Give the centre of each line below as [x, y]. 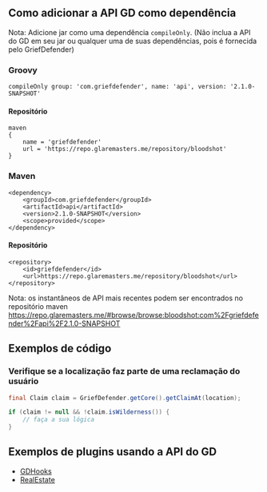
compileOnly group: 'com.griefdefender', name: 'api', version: [118, 87]
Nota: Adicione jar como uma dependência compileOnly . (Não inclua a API [130, 32]
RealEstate [38, 479]
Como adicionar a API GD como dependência [122, 13]
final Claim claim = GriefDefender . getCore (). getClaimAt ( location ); [125, 398]
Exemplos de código [60, 349]
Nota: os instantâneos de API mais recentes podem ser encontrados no [126, 298]
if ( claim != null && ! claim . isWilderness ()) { [89, 412]
